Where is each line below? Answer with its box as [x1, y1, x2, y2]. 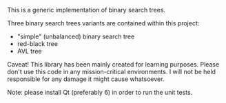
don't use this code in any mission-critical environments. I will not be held [7, 68, 216, 76]
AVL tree [17, 47, 42, 55]
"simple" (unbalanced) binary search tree [17, 32, 135, 41]
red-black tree [17, 40, 59, 47]
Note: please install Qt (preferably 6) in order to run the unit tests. [7, 89, 193, 96]
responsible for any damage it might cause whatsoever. [7, 75, 165, 83]
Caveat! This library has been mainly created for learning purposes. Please [7, 60, 220, 68]
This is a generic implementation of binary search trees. [7, 6, 166, 14]
